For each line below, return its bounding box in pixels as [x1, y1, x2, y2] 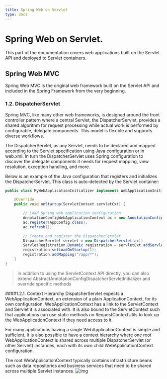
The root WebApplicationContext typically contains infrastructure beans [5, 357, 153, 363]
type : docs [5, 12, 28, 17]
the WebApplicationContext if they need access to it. [5, 317, 113, 323]
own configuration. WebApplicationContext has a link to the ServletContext [5, 301, 159, 307]
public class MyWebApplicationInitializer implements [5, 188, 119, 193]
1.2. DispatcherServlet [5, 100, 61, 107]
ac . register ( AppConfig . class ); [23, 220, 88, 225]
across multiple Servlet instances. [5, 368, 75, 374]
